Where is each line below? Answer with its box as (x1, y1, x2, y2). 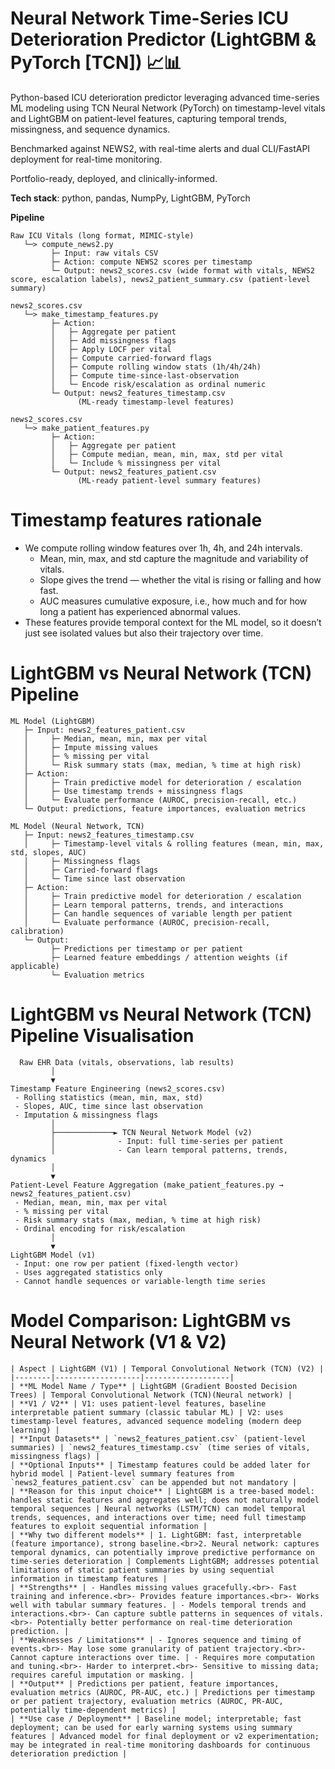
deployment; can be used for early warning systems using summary (10, 1722, 293, 1732)
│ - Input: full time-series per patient (50, 1136, 284, 1146)
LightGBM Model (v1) (10, 1250, 97, 1260)
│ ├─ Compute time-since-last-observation (50, 370, 240, 381)
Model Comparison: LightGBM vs (10, 1309, 292, 1332)
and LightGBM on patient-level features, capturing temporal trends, (10, 112, 287, 124)
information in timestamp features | (10, 1573, 168, 1584)
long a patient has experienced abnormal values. (39, 605, 242, 617)
